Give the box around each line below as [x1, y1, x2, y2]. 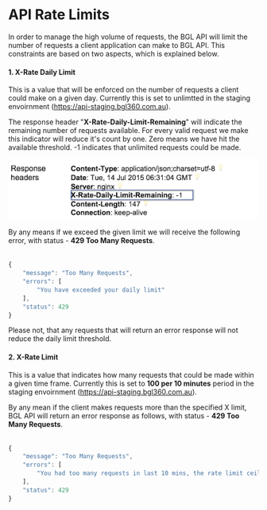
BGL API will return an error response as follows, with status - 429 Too [8, 410, 240, 420]
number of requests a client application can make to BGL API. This [8, 40, 225, 49]
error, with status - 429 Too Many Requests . [8, 236, 155, 245]
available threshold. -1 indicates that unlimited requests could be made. [8, 143, 242, 152]
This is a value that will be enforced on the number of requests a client [8, 85, 239, 95]
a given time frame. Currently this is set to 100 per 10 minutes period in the [8, 379, 254, 388]
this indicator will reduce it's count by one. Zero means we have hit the [8, 134, 240, 144]
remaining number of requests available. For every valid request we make [8, 126, 249, 135]
